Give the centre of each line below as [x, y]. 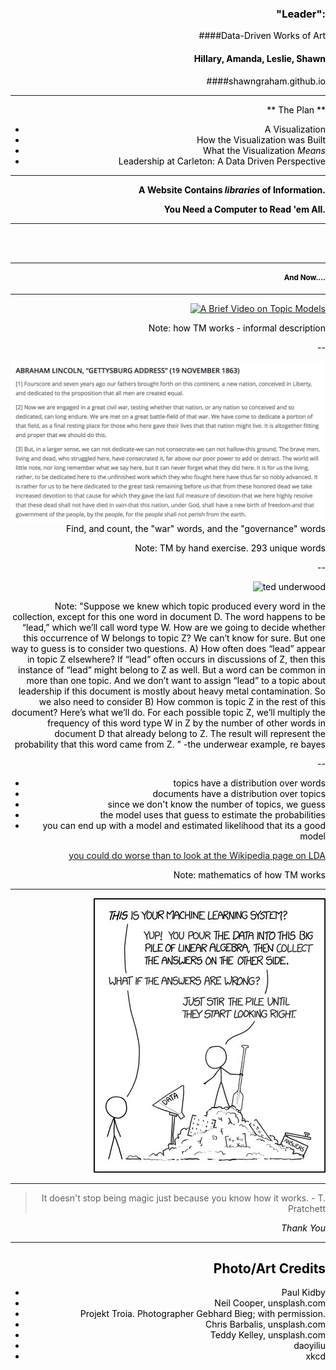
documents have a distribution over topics [239, 793]
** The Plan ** [296, 109]
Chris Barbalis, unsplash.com [265, 1324]
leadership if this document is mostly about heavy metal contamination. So [172, 691]
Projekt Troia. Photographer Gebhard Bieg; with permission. [202, 1314]
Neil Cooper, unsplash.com [270, 1303]
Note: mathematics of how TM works [249, 874]
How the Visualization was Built [261, 139]
